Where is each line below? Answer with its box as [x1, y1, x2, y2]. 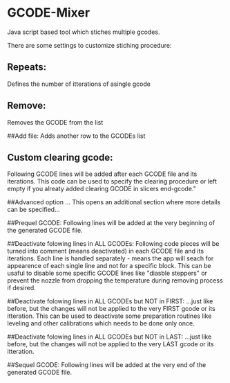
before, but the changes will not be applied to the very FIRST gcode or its [7, 305, 215, 313]
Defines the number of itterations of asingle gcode [7, 80, 151, 88]
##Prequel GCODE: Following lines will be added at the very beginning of [7, 219, 215, 227]
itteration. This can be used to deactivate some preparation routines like [7, 312, 212, 320]
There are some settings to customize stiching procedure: [7, 41, 172, 49]
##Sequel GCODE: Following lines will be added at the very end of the [7, 361, 207, 369]
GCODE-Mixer [7, 5, 90, 21]
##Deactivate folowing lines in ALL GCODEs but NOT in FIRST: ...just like [7, 297, 213, 305]
